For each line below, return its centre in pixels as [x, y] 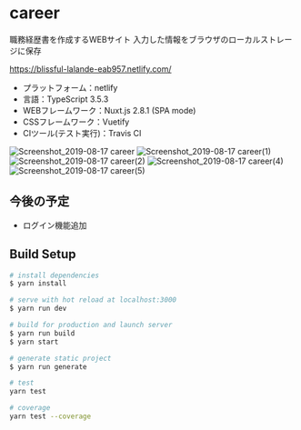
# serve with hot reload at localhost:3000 [93, 300]
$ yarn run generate [49, 366]
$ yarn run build [42, 333]
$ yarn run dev [38, 309]
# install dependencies [55, 275]
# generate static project [60, 358]
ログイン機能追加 [55, 225]
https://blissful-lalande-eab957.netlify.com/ [90, 69]
